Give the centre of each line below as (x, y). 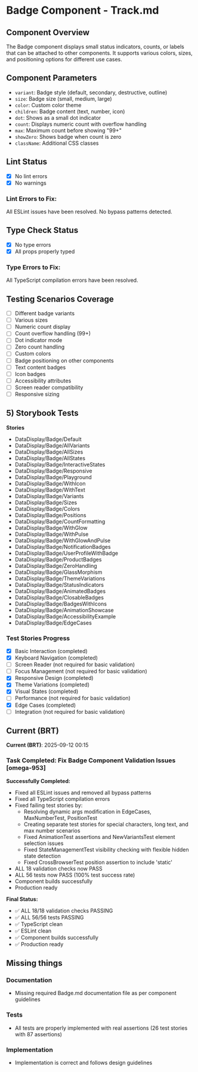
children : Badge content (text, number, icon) (70, 111)
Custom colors (33, 354)
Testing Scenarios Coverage (60, 299)
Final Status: (22, 899)
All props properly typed (45, 251)
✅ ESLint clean (33, 931)
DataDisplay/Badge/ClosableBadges (59, 597)
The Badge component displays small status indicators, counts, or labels (95, 46)
